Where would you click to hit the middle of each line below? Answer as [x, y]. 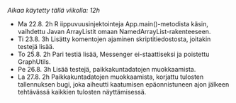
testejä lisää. [36, 47]
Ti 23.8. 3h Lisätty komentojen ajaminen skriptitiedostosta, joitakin [114, 39]
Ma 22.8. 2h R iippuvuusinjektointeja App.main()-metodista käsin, [113, 24]
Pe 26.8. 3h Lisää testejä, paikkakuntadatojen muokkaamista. [107, 69]
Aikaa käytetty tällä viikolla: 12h [54, 10]
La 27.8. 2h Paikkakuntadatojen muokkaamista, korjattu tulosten [111, 77]
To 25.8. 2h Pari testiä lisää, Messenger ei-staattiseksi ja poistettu [113, 54]
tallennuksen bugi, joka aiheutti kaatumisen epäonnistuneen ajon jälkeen [123, 84]
